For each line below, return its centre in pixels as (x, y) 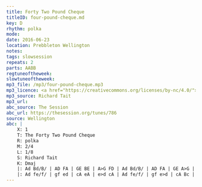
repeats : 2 (20, 62)
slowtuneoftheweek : (31, 79)
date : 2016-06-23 (28, 40)
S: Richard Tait (38, 157)
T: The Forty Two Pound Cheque (56, 135)
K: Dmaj (26, 163)
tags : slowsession (29, 57)
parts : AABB (21, 68)
